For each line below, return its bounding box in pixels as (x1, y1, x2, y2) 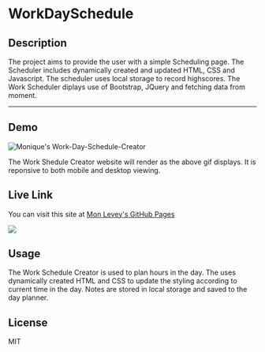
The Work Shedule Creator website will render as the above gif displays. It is (8, 157, 256, 167)
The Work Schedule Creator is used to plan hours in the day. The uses (8, 268, 237, 277)
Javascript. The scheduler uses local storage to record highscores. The (8, 74, 241, 83)
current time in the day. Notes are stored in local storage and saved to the (8, 285, 248, 294)
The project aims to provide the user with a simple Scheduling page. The (8, 57, 244, 66)
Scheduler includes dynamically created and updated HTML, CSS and (8, 66, 235, 75)
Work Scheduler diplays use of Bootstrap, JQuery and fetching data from (8, 82, 246, 92)
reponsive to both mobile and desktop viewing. (8, 165, 161, 174)
